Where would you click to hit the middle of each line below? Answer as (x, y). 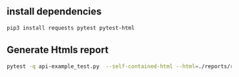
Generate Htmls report (57, 50)
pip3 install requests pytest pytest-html (71, 28)
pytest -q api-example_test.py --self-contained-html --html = (103, 66)
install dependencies (54, 12)
